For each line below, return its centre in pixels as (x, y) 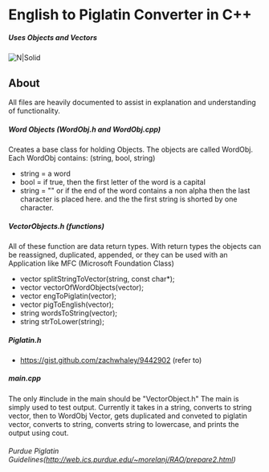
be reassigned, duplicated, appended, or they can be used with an (118, 254)
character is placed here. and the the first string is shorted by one (128, 199)
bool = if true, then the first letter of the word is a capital (113, 181)
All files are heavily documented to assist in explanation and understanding (132, 102)
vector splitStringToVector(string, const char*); (97, 279)
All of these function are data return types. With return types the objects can (135, 246)
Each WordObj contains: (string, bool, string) (82, 157)
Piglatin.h (25, 340)
